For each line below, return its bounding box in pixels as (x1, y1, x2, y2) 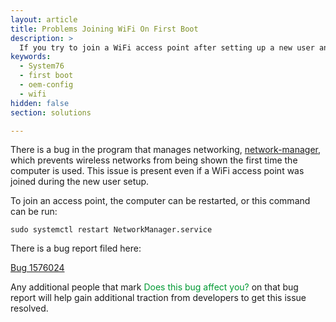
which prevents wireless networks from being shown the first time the (10, 154, 298, 166)
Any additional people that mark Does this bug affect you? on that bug (10, 281, 299, 293)
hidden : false (10, 98, 70, 108)
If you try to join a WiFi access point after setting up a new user (19, 42, 315, 53)
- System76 (19, 61, 65, 71)
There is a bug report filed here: (10, 242, 142, 255)
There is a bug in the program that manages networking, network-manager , (10, 144, 322, 156)
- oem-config (19, 80, 74, 90)
